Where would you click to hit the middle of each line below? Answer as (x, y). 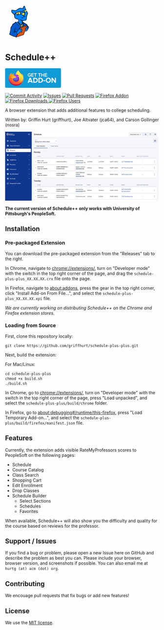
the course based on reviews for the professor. (52, 526)
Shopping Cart (27, 480)
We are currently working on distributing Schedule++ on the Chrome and (79, 308)
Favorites (29, 511)
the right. (14, 259)
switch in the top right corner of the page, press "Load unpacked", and (76, 398)
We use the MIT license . (29, 623)
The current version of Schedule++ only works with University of (72, 208)
